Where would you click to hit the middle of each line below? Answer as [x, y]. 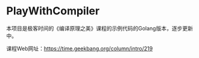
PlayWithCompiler [53, 11]
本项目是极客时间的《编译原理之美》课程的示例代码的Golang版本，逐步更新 [99, 28]
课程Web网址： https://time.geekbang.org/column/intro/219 [80, 48]
